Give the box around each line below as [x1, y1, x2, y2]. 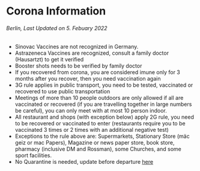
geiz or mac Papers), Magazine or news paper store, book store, [14, 139, 175, 146]
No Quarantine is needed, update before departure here [14, 158, 154, 166]
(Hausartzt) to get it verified [14, 56, 84, 63]
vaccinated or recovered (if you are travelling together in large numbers [14, 101, 192, 108]
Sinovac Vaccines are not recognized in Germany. [14, 43, 139, 51]
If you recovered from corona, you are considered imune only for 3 [14, 69, 180, 76]
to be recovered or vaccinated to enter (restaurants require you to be [14, 120, 186, 127]
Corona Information [6, 4, 106, 18]
